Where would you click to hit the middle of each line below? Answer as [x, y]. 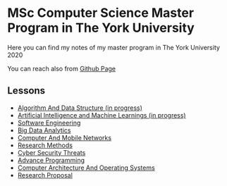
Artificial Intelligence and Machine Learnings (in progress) [102, 115]
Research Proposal [45, 175]
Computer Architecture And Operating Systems [86, 168]
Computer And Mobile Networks [64, 137]
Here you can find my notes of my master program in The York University [114, 47]
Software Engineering [49, 123]
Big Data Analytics [44, 130]
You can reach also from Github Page [62, 68]
